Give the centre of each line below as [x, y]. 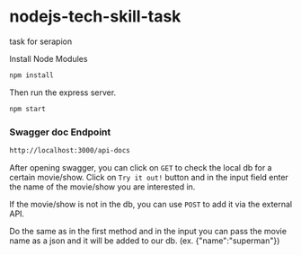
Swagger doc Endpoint [60, 132]
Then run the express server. [63, 92]
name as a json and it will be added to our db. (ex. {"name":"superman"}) [145, 241]
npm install [31, 75]
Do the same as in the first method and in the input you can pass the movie [148, 231]
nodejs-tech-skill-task [95, 17]
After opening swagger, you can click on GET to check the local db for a [141, 167]
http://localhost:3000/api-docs [70, 150]
